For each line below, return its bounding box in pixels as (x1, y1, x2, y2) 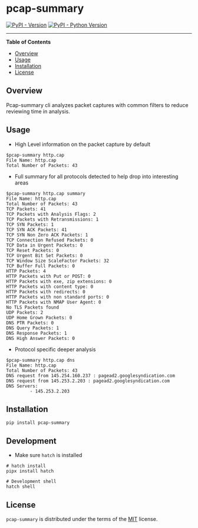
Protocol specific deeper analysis (14, 345, 96, 353)
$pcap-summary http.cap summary (6, 190, 85, 196)
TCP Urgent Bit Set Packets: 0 (6, 252, 83, 258)
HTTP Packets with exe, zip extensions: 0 (6, 278, 112, 284)
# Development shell (6, 478, 57, 485)
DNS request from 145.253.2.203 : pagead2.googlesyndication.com (6, 378, 170, 384)
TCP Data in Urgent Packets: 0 (6, 242, 83, 248)
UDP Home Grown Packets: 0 (6, 315, 72, 320)
